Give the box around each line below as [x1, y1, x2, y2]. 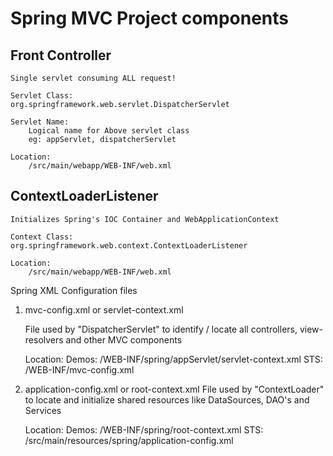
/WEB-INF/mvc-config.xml [24, 363, 135, 376]
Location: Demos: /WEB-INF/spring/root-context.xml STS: [24, 423, 264, 436]
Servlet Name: [10, 117, 70, 127]
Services [24, 404, 62, 416]
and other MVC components [65, 333, 183, 346]
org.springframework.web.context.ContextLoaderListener [10, 240, 248, 251]
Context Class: [10, 232, 74, 242]
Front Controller [10, 47, 112, 64]
